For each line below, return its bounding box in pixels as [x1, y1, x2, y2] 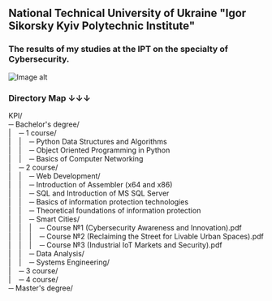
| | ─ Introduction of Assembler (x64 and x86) [8, 179, 173, 189]
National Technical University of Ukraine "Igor [8, 6, 247, 20]
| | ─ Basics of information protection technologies [8, 196, 189, 206]
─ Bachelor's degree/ [8, 119, 80, 129]
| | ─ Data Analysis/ [8, 248, 85, 258]
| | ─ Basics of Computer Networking [8, 153, 144, 163]
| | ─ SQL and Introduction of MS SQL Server [8, 188, 170, 198]
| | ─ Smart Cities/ [8, 214, 80, 224]
